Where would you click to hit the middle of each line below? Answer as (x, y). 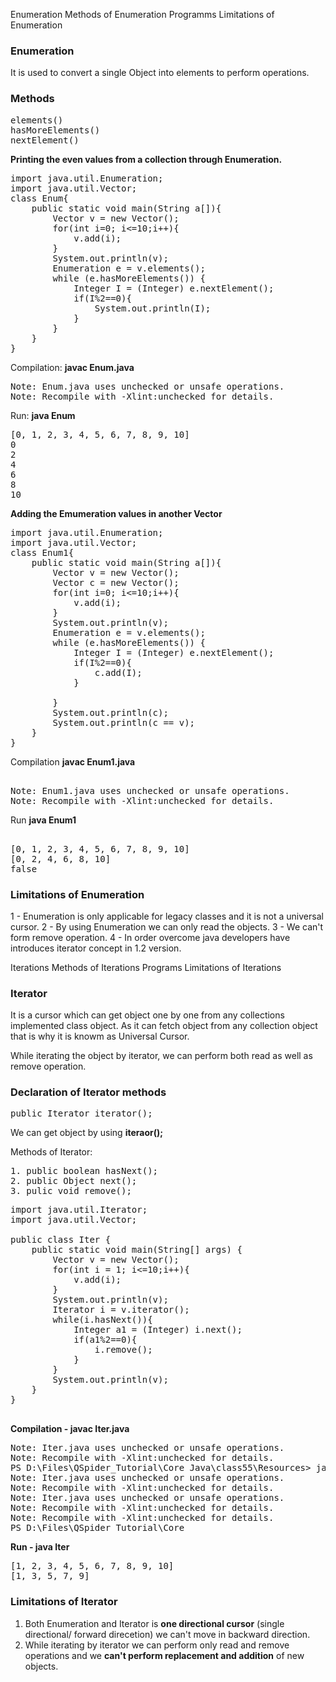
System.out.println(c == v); (124, 722)
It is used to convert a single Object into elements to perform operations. (160, 73)
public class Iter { (61, 1240)
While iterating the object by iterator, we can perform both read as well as (161, 1056)
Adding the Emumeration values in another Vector (116, 513)
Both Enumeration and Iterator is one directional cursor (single (154, 1623)
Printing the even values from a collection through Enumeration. (146, 159)
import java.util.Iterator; (79, 1210)
